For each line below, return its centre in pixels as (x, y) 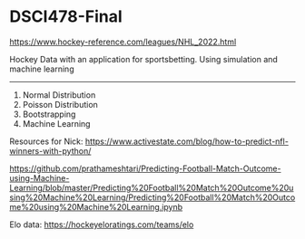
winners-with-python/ (50, 150)
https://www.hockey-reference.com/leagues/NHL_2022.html (123, 42)
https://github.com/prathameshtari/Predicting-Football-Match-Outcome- (145, 168)
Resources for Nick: (46, 141)
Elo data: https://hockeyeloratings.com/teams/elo (102, 225)
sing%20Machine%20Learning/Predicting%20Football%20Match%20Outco (152, 197)
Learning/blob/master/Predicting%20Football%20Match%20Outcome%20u (152, 187)
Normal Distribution (59, 95)
